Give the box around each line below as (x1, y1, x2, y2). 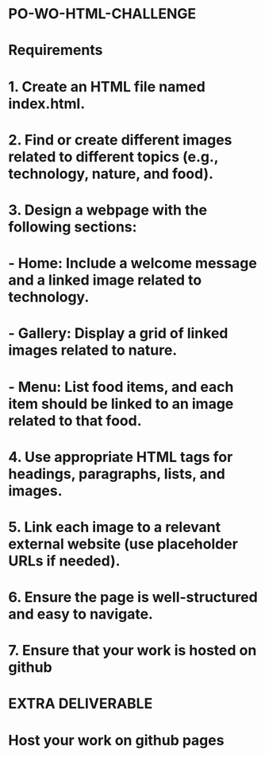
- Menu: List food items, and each (8, 378, 234, 396)
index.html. (8, 95, 86, 112)
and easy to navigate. (8, 605, 153, 623)
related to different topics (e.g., (8, 148, 219, 165)
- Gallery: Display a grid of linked (8, 324, 229, 343)
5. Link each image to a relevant (8, 518, 221, 536)
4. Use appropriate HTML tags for (8, 448, 233, 466)
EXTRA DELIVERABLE (8, 695, 153, 712)
